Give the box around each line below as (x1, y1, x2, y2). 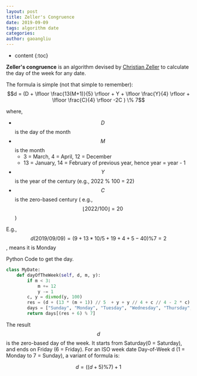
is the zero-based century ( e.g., (14, 196, 93, 203)
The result (6, 321, 31, 328)
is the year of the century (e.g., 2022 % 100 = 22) (14, 177, 135, 184)
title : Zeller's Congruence (6, 14, 75, 20)
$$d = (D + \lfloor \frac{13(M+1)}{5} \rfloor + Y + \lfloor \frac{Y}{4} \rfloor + (6, 90, 191, 97)
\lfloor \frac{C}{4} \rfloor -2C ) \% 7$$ (52, 96, 145, 103)
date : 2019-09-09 (6, 19, 49, 25)
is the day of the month (14, 129, 71, 135)
